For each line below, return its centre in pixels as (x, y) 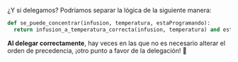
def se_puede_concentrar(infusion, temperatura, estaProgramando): (109, 23)
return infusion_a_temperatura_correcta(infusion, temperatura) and (117, 30)
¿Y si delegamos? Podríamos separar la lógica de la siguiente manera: (109, 10)
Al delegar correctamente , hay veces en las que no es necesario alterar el (116, 43)
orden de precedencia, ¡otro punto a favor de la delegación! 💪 (97, 50)
